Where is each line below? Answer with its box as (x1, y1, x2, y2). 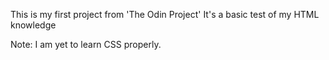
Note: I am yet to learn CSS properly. (10, 39, 162, 50)
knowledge (10, 19, 57, 31)
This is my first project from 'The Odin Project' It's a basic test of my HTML (10, 9, 320, 20)
